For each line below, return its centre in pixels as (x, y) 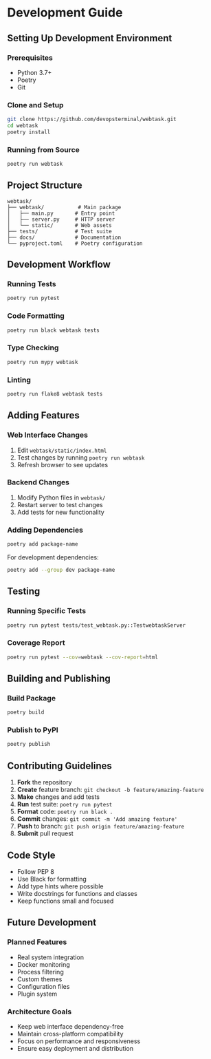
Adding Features (44, 415)
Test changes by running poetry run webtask (81, 457)
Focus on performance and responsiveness (79, 1041)
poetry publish (29, 745)
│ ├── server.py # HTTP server (61, 219)
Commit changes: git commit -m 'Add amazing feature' (97, 819)
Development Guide (65, 13)
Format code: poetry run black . (65, 812)
